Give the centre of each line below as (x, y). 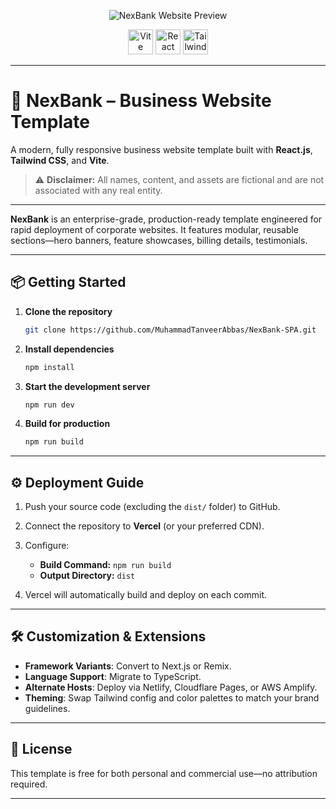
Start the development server (87, 386)
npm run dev (49, 405)
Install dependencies (69, 349)
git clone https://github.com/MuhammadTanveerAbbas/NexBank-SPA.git (170, 330)
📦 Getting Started (68, 282)
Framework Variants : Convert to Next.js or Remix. (128, 666)
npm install (49, 367)
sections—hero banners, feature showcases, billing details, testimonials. (159, 240)
